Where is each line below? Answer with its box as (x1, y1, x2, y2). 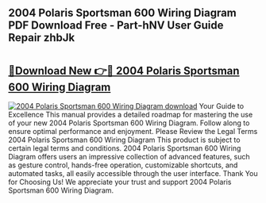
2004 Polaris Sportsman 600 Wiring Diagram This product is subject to (8, 135, 241, 144)
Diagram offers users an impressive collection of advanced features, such (8, 152, 250, 161)
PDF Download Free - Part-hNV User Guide (8, 19, 224, 33)
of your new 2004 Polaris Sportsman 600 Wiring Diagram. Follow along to (8, 118, 250, 128)
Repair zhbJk (8, 31, 75, 44)
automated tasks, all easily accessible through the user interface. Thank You (8, 169, 258, 178)
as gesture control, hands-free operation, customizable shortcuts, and (8, 160, 238, 170)
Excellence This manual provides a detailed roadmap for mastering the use (8, 110, 253, 119)
